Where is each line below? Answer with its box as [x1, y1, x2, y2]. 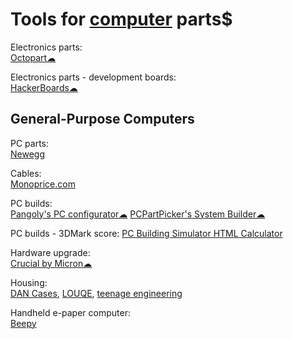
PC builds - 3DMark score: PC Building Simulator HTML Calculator [10, 227, 283, 239]
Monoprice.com [10, 178, 76, 190]
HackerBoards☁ [10, 81, 78, 93]
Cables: [10, 167, 42, 179]
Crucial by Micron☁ [10, 257, 93, 269]
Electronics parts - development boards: [10, 71, 177, 83]
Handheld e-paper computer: [10, 306, 131, 318]
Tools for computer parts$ [10, 8, 233, 31]
